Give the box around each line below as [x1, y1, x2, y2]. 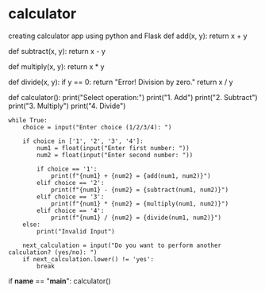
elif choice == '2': [36, 179, 105, 187]
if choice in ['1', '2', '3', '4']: [22, 137, 144, 145]
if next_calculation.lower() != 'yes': [22, 255, 155, 263]
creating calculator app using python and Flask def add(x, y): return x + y [8, 31, 248, 40]
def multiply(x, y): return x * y [8, 61, 105, 71]
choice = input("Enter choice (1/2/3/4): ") [22, 123, 172, 131]
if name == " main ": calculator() [8, 276, 111, 286]
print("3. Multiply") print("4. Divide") [8, 101, 126, 110]
